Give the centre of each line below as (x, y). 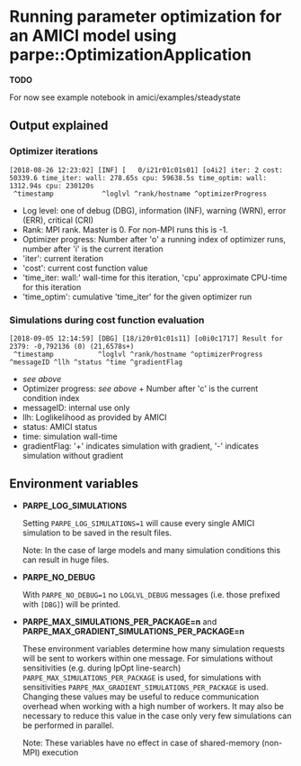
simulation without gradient (73, 455)
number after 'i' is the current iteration (93, 249)
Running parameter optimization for (146, 17)
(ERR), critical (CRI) (58, 220)
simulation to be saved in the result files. (97, 533)
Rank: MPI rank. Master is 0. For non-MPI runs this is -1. (125, 229)
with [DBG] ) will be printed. (71, 604)
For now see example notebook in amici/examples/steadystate (125, 97)
